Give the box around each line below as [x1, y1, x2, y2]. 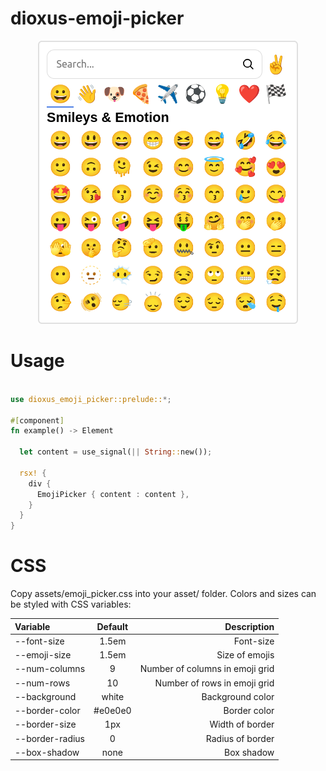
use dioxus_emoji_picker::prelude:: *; [10, 394, 172, 404]
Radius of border [205, 732, 275, 744]
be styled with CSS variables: [10, 598, 132, 611]
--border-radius [14, 732, 86, 744]
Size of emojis [216, 649, 275, 661]
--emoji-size [14, 649, 72, 661]
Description [224, 620, 275, 632]
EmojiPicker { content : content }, [36, 489, 190, 499]
